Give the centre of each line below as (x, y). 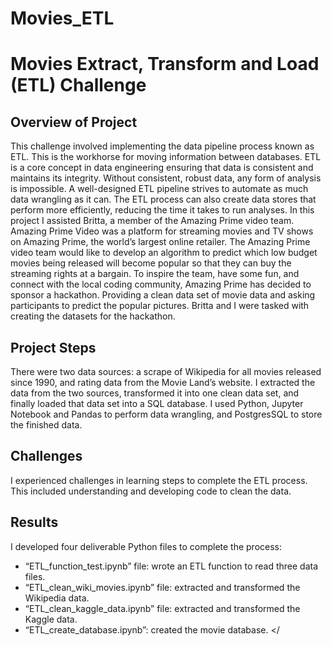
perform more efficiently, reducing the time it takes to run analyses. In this (162, 210)
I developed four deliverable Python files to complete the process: (146, 546)
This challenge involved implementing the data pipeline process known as (162, 146)
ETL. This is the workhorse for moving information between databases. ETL (166, 157)
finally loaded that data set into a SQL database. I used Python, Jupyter (157, 403)
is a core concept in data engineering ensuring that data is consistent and (162, 168)
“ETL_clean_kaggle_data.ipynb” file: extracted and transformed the (162, 608)
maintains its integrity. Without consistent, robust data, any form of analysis (166, 178)
